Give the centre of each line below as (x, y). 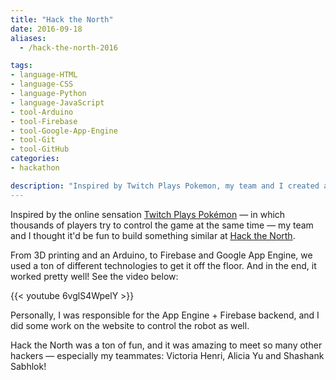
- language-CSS (42, 84)
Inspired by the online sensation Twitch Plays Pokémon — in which (148, 214)
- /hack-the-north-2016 (68, 47)
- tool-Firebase (44, 121)
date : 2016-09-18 (46, 29)
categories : (35, 159)
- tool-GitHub (40, 149)
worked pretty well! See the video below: (94, 276)
